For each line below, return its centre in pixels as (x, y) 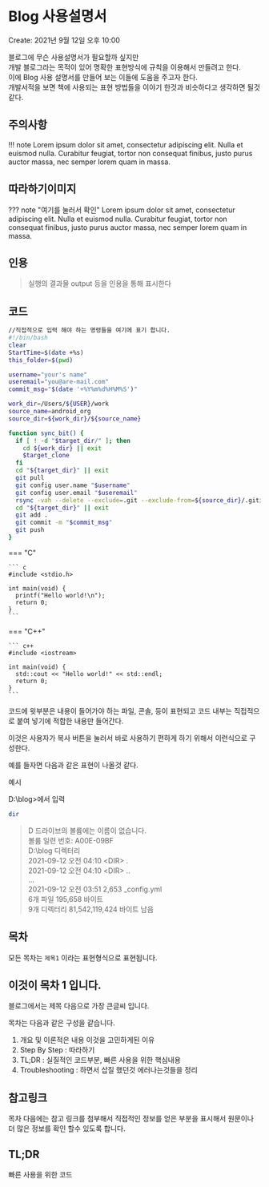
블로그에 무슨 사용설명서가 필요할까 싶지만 (74, 57)
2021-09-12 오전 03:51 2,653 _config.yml (95, 889)
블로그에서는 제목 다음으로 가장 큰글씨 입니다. (79, 1006)
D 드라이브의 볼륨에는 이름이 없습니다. (87, 831)
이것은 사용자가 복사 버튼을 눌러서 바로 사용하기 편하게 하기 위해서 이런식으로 (128, 738)
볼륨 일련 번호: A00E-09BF (71, 840)
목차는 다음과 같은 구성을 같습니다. (62, 1023)
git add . (32, 515)
